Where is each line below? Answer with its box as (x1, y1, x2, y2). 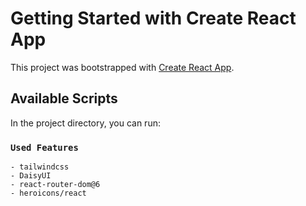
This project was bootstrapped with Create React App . (10, 61, 235, 73)
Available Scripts (10, 90, 118, 107)
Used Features (10, 142, 79, 153)
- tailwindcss (10, 162, 70, 172)
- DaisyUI (10, 171, 52, 181)
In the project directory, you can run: (10, 117, 161, 129)
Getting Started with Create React (10, 7, 297, 30)
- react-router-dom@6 (10, 180, 101, 190)
